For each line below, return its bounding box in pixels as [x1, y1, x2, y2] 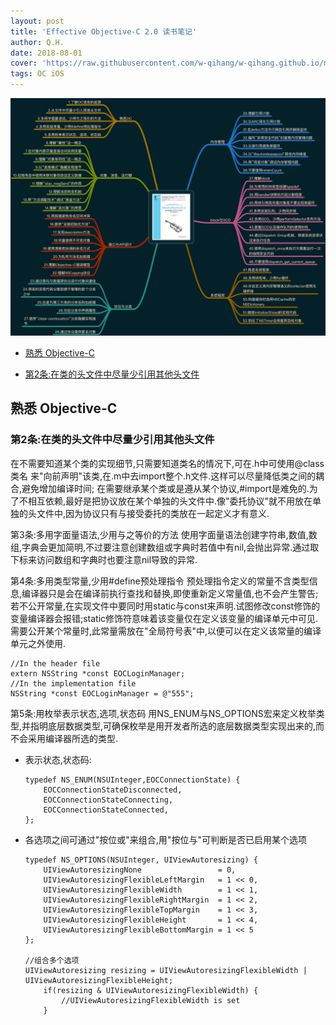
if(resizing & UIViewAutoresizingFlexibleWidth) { [43, 985, 259, 995]
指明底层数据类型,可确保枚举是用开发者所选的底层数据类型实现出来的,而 [30, 720, 325, 732]
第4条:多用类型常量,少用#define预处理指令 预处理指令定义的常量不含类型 [10, 575, 310, 587]
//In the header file [10, 658, 101, 669]
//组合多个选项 [24, 955, 80, 965]
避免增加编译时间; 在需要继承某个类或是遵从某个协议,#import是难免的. [21, 482, 310, 494]
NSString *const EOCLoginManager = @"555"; [10, 688, 195, 699]
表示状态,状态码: [24, 753, 92, 765]
